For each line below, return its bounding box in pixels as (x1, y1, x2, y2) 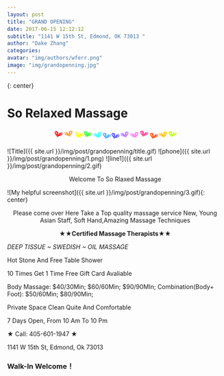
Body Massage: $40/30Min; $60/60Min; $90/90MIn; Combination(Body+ (7, 282, 214, 291)
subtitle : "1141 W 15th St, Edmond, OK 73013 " (7, 33, 146, 40)
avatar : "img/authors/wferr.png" (7, 55, 103, 62)
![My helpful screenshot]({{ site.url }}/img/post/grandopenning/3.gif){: (7, 188, 206, 196)
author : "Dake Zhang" (7, 40, 69, 47)
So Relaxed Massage (7, 105, 128, 121)
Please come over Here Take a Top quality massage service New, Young (12, 209, 218, 217)
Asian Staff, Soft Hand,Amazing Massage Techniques (40, 216, 190, 224)
